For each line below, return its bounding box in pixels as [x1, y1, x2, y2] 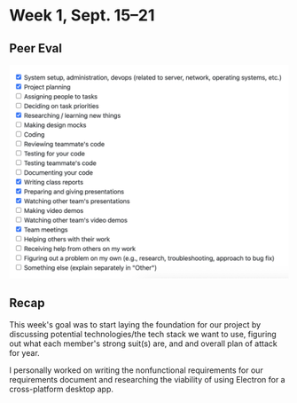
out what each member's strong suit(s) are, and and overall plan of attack [9, 338, 277, 349]
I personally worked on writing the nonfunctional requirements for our [9, 365, 263, 375]
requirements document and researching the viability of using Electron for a [9, 374, 285, 384]
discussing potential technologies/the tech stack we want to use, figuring [9, 328, 277, 339]
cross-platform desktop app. [9, 383, 113, 394]
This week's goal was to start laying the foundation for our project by [9, 319, 262, 329]
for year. [9, 347, 40, 358]
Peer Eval [9, 41, 63, 56]
